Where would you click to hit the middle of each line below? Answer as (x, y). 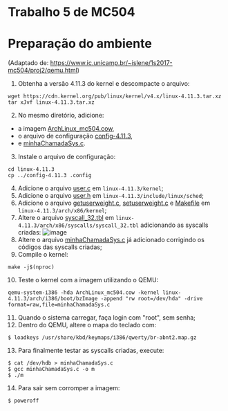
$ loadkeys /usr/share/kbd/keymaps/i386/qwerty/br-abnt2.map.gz (102, 338)
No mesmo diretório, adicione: (61, 116)
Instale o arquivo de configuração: (67, 157)
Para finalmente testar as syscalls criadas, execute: (91, 351)
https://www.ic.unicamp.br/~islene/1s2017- (112, 63)
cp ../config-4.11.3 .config (50, 176)
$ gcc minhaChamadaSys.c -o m (51, 369)
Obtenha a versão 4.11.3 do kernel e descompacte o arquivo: (104, 84)
